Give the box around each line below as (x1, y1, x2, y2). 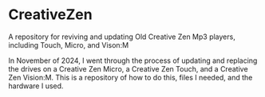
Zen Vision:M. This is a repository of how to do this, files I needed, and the (8, 72, 253, 82)
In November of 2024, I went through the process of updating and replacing (8, 56, 258, 65)
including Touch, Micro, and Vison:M (8, 40, 129, 49)
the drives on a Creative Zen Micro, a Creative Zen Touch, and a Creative (8, 64, 249, 73)
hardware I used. (8, 81, 64, 91)
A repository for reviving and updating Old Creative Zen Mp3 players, (8, 32, 235, 41)
